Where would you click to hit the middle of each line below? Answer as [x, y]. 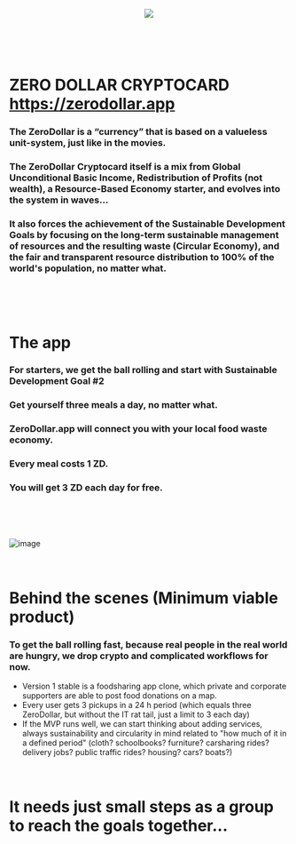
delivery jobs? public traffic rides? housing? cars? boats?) [127, 752]
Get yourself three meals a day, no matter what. [114, 405]
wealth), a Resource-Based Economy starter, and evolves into [145, 189]
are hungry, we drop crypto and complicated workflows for [139, 656]
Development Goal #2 [57, 381]
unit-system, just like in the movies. [88, 143]
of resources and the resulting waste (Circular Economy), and [144, 246]
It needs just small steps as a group [142, 807]
